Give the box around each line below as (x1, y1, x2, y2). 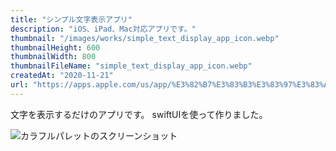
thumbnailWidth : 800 (10, 52, 97, 62)
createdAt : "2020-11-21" (10, 71, 114, 81)
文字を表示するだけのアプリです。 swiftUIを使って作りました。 (10, 108, 268, 120)
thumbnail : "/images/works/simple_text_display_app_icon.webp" (10, 33, 280, 43)
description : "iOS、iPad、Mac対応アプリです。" (10, 24, 197, 34)
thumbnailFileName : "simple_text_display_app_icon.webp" (10, 61, 253, 71)
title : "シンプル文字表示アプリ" (10, 14, 133, 25)
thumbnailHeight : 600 (10, 42, 101, 53)
